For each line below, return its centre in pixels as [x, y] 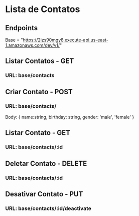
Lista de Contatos [43, 9]
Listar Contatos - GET [40, 61]
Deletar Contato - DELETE [46, 163]
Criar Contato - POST [39, 92]
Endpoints [22, 28]
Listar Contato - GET [38, 133]
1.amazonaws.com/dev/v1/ [33, 45]
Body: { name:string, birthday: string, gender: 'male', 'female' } [70, 117]
